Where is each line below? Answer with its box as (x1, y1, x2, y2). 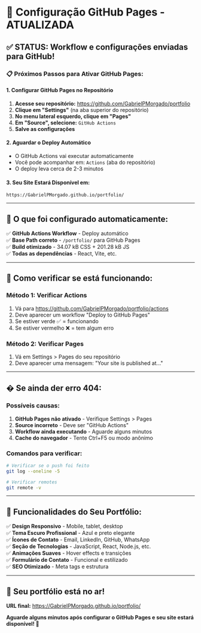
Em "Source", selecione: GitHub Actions (14, 119, 117, 126)
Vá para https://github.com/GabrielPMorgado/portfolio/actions (14, 305, 169, 312)
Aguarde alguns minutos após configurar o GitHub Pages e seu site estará (6, 614, 194, 621)
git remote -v (6, 485, 42, 491)
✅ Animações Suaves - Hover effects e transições (6, 550, 132, 557)
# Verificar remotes (6, 479, 58, 485)
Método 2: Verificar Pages (6, 339, 84, 348)
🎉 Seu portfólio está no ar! (6, 586, 105, 597)
